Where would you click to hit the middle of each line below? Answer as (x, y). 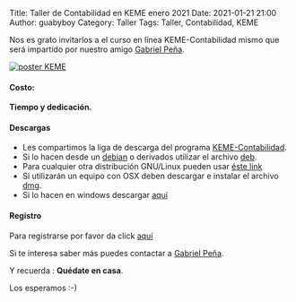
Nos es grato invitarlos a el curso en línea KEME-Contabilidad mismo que (144, 40)
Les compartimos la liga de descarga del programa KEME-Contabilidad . (154, 148)
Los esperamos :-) (44, 288)
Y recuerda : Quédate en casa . (66, 270)
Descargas (30, 127)
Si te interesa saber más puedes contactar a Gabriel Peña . (117, 253)
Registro (26, 216)
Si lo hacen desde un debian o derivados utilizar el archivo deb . (139, 157)
